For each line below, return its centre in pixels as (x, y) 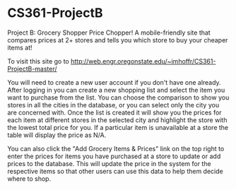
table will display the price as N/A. (57, 135)
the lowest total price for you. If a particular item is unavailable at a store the (118, 127)
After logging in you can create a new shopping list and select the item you (116, 90)
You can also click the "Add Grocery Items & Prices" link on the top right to (116, 148)
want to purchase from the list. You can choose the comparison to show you (118, 97)
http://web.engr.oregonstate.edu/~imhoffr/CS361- (143, 61)
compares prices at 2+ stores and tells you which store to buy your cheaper (118, 40)
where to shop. (29, 179)
